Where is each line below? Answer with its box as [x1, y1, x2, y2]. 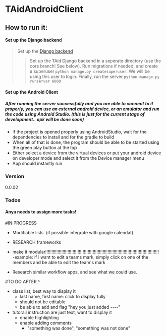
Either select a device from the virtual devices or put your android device [12, 150, 162, 156]
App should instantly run [12, 160, 63, 167]
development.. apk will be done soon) [5, 116, 84, 122]
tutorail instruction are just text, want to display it [12, 309, 112, 315]
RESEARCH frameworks [12, 239, 61, 245]
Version [5, 173, 25, 180]
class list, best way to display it [12, 288, 76, 294]
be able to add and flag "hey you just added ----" [19, 304, 120, 310]
